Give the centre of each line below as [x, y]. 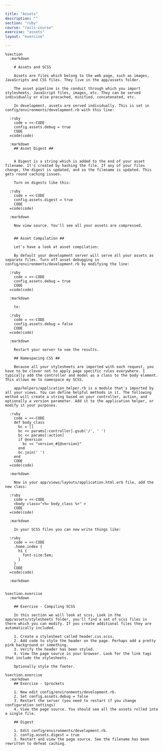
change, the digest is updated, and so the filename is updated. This [78, 170]
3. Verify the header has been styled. [54, 649]
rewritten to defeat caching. [36, 744]
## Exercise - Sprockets [39, 683]
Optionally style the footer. [45, 666]
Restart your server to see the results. [56, 350]
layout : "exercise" [25, 37]
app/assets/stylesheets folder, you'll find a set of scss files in [76, 619]
